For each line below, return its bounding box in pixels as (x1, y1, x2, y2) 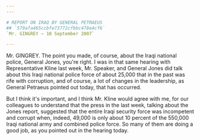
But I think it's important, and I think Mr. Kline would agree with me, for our (6, 95, 189, 102)
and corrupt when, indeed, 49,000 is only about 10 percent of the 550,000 (6, 114, 189, 122)
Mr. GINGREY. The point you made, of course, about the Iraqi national (6, 52, 177, 60)
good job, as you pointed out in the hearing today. (6, 127, 129, 134)
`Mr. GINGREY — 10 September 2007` (6, 30, 95, 36)
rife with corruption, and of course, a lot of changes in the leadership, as (6, 77, 184, 85)
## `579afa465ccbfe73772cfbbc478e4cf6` (6, 25, 106, 31)
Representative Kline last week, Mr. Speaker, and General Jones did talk (6, 65, 183, 72)
